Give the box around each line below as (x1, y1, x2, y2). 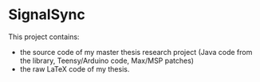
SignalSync (8, 6, 85, 24)
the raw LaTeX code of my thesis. (19, 64, 130, 73)
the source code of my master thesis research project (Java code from (19, 47, 253, 57)
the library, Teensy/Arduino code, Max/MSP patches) (19, 56, 194, 65)
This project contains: (8, 32, 80, 41)
